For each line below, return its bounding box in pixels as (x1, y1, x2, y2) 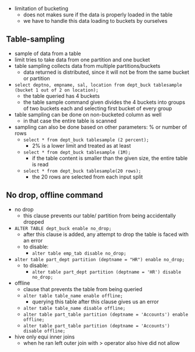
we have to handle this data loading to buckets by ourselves (23, 18, 168, 24)
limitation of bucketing (14, 5, 69, 12)
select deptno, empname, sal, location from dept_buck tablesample (14, 82, 182, 88)
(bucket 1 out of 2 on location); (14, 87, 99, 93)
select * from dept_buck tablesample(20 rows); (23, 168, 141, 174)
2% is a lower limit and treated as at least (32, 142, 131, 149)
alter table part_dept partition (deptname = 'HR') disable (32, 269, 182, 275)
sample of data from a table (14, 50, 82, 57)
